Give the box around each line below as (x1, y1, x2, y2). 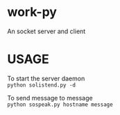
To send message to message (7, 94, 93, 102)
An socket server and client (7, 27, 86, 35)
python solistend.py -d (7, 81, 76, 89)
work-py (7, 4, 58, 20)
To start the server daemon (7, 74, 85, 82)
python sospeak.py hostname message (7, 101, 113, 108)
